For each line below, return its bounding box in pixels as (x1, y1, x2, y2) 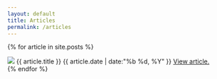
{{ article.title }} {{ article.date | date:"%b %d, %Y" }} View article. (16, 57, 210, 66)
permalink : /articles (7, 23, 72, 30)
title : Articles (7, 17, 55, 24)
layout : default (7, 10, 55, 18)
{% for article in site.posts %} (7, 43, 94, 51)
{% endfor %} (7, 65, 48, 73)
